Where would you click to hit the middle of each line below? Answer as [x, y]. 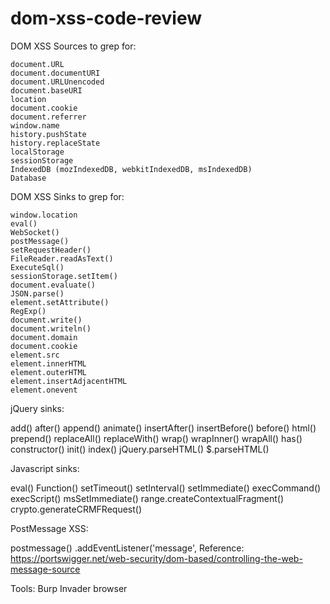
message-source [45, 569]
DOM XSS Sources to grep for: [73, 46]
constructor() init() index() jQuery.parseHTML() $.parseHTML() [140, 449]
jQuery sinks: [37, 408]
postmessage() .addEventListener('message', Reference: [127, 548]
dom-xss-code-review [106, 18]
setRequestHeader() [51, 250]
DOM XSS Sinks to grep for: [67, 196]
